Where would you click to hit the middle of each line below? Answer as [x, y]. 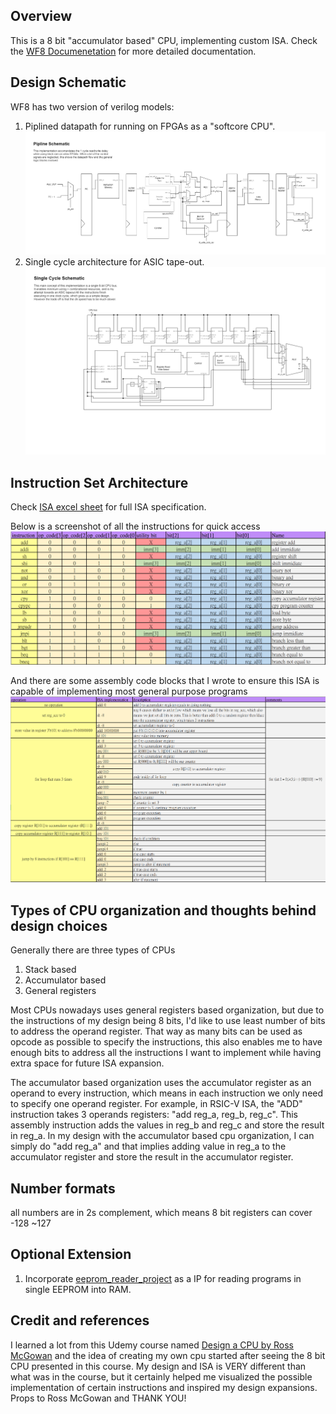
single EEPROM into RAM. [78, 1289]
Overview [41, 16]
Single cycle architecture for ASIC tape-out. [114, 262]
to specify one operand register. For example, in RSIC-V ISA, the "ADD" [156, 1104]
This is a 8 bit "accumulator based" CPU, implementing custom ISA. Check [164, 40]
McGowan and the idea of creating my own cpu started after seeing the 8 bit [168, 1355]
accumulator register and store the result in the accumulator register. [152, 1157]
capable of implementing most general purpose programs [129, 691]
